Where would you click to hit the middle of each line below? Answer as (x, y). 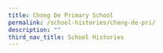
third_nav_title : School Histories (66, 37)
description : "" (34, 30)
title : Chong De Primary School (61, 15)
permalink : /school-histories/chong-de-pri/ (82, 23)
